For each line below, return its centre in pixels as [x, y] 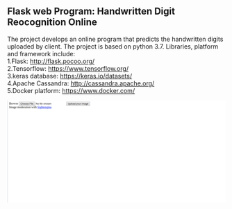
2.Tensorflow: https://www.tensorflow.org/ [68, 68]
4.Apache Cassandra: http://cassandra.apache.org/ [81, 83]
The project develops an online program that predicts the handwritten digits [115, 39]
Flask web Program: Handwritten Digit [91, 11]
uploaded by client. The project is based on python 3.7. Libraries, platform [113, 46]
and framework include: [41, 53]
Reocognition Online [52, 23]
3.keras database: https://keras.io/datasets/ [70, 76]
